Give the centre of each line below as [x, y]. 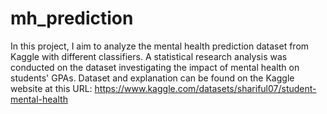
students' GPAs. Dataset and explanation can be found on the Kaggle [152, 78]
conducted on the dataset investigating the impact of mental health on [155, 67]
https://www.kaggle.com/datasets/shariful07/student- [205, 88]
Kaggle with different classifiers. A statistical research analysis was [149, 56]
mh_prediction [72, 18]
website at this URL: [51, 88]
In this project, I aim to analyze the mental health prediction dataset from [160, 46]
